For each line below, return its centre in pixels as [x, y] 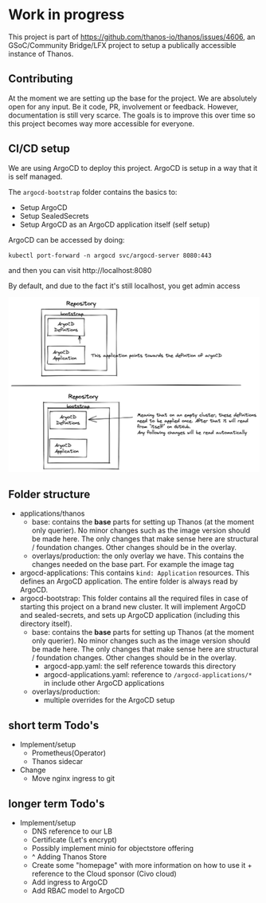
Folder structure [49, 494]
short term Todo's [54, 725]
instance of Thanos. [41, 53]
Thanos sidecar [57, 762]
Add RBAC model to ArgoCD [78, 890]
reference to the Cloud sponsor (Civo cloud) [104, 873]
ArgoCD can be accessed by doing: [66, 240]
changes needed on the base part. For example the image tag [133, 564]
